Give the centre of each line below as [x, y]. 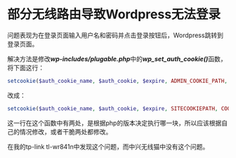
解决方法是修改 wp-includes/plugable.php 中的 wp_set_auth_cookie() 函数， [117, 59]
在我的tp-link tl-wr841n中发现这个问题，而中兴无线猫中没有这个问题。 [108, 146]
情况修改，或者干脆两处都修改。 [66, 131]
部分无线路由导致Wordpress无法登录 [114, 14]
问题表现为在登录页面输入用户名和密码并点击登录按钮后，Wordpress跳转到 [115, 35]
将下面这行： [26, 67]
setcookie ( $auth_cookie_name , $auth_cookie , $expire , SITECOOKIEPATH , [113, 108]
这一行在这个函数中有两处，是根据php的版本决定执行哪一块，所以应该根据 [114, 123]
